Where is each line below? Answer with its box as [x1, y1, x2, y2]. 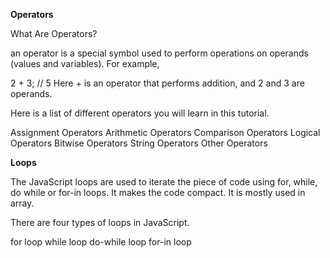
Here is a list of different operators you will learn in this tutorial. [10, 107, 270, 119]
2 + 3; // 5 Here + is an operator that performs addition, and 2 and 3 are [10, 77, 305, 89]
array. [10, 197, 35, 209]
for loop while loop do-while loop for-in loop [10, 236, 192, 248]
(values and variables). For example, [10, 58, 160, 69]
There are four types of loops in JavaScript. [10, 217, 190, 228]
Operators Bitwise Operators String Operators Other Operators [10, 137, 268, 149]
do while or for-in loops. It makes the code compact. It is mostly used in [10, 187, 306, 198]
